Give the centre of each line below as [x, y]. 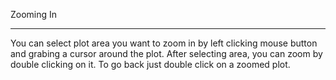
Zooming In [34, 14]
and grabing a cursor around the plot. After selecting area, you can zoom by [166, 53]
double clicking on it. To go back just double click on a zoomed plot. [150, 64]
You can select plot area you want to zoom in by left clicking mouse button [164, 43]
